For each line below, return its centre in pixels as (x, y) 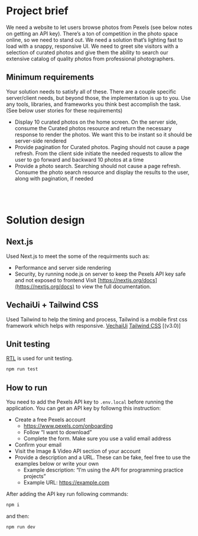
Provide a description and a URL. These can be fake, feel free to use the (103, 457)
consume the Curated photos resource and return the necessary (93, 128)
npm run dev (21, 527)
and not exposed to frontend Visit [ (57, 280)
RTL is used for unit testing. (40, 359)
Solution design (46, 220)
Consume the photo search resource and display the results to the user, (102, 172)
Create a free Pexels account (50, 420)
